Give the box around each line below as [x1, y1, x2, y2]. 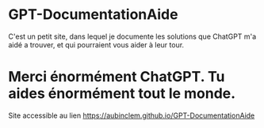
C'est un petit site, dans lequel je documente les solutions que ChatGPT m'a [8, 32, 257, 41]
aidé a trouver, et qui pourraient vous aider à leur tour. [8, 40, 185, 49]
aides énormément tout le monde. [8, 85, 236, 103]
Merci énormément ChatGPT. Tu [8, 68, 225, 86]
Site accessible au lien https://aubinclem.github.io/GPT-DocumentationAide [8, 111, 255, 120]
